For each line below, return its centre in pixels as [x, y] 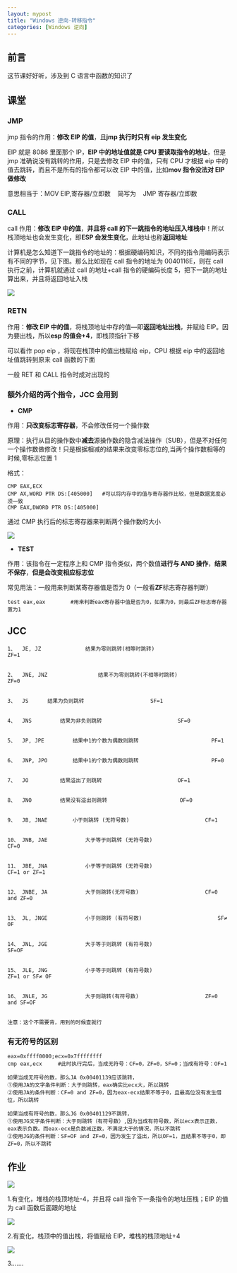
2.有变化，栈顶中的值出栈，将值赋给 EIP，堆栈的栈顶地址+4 [94, 1236]
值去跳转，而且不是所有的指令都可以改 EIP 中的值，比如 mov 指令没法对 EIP [116, 170]
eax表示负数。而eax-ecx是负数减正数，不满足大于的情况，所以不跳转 [94, 1129]
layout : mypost [30, 14]
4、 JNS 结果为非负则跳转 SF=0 [99, 721]
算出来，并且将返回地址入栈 [48, 279]
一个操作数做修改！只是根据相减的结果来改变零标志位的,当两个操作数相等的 [116, 449]
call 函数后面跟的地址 [46, 1207]
